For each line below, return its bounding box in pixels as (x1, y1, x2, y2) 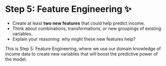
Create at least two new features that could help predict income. (12, 20, 145, 26)
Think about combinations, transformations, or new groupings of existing (12, 25, 162, 31)
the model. (5, 56, 27, 62)
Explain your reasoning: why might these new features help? (12, 36, 136, 42)
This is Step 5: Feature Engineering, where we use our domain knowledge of (5, 46, 161, 52)
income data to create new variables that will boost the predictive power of (5, 51, 158, 57)
